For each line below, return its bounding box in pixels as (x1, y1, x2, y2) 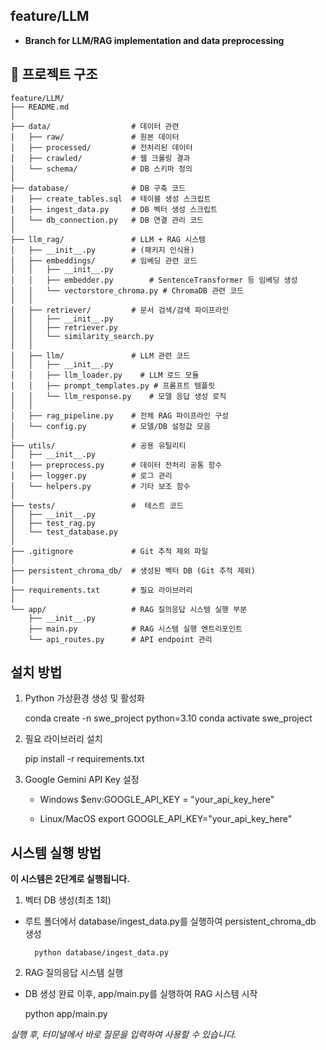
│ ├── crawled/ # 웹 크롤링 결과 (10, 153, 191, 163)
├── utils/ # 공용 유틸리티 (10, 440, 187, 451)
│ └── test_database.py (10, 527, 118, 537)
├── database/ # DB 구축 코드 (10, 183, 186, 193)
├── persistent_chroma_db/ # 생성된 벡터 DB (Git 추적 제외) (10, 565, 256, 576)
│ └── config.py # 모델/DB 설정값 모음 (10, 421, 211, 431)
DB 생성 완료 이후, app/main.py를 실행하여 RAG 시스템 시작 (24, 988, 258, 1000)
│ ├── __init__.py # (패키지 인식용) (10, 245, 195, 255)
